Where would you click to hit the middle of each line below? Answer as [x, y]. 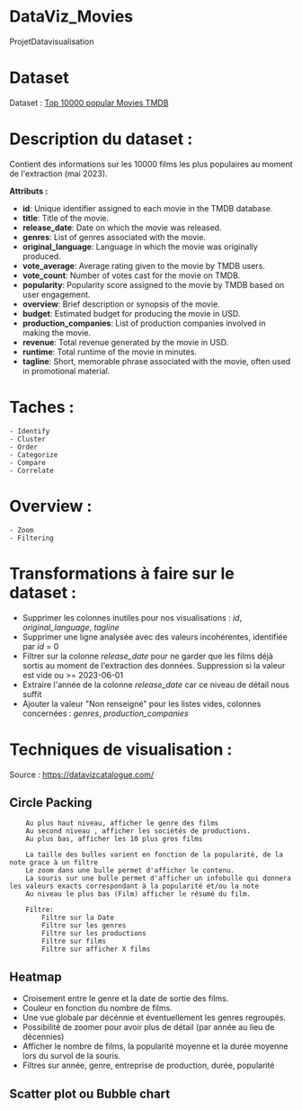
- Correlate [31, 470]
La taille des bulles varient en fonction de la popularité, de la [154, 855]
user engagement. [56, 294]
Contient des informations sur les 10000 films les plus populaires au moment [151, 164]
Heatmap [36, 976]
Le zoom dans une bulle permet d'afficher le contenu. [130, 871]
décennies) [43, 1037]
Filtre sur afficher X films [96, 949]
